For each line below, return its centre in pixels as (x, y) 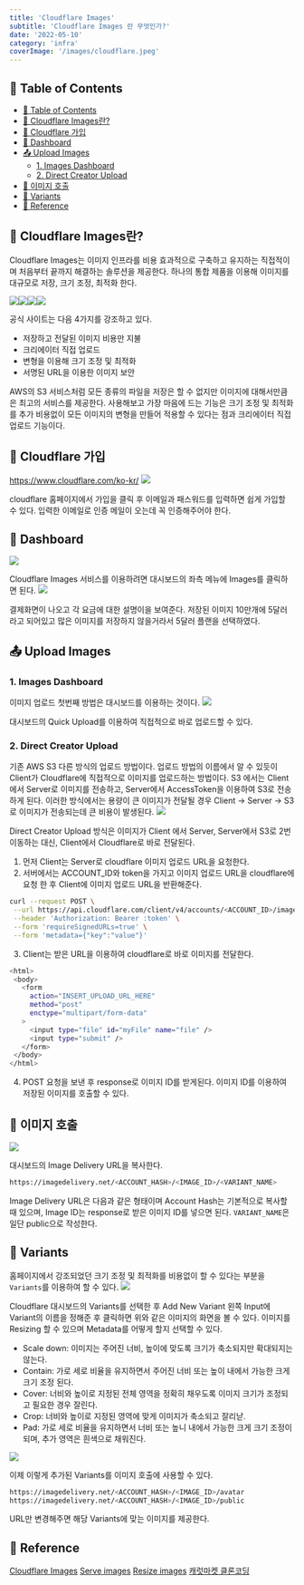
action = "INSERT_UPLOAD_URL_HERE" (92, 996)
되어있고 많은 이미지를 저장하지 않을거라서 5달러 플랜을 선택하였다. (143, 621)
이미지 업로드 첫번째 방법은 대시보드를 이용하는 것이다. (105, 702)
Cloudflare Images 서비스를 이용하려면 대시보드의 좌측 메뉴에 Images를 (137, 579)
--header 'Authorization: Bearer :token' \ (96, 919)
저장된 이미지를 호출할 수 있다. (76, 1094)
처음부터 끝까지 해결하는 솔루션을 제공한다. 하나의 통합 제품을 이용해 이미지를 (154, 271)
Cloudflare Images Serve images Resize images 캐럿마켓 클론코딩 (130, 1571)
